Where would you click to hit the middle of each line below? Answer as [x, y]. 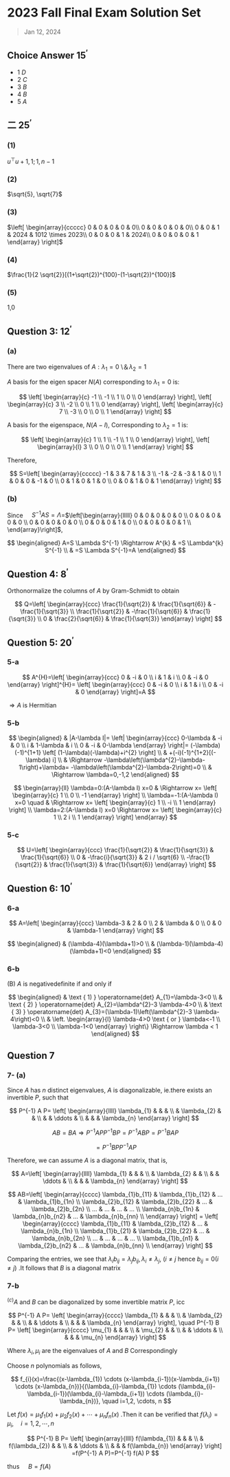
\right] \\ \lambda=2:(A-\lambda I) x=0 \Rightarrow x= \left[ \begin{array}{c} [115, 810]
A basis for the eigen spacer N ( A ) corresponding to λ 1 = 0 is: [93, 382]
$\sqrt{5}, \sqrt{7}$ [35, 194]
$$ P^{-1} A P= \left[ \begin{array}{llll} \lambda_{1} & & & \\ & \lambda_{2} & [115, 1111]
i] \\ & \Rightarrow [78, 760]
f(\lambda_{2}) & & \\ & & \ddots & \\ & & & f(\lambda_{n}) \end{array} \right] [115, 1445]
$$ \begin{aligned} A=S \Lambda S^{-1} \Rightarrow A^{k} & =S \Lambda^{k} [115, 543]
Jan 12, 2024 [42, 32]
